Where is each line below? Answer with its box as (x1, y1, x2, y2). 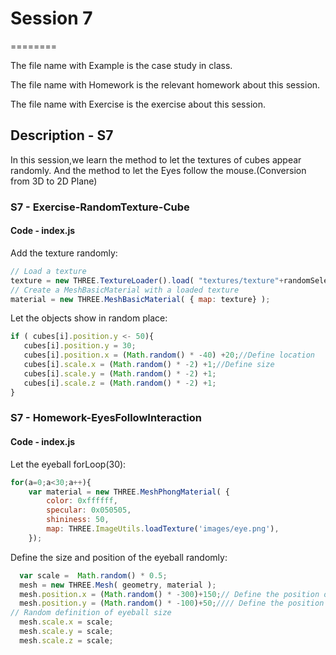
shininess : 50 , (46, 515, 110, 525)
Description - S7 (10, 127, 114, 144)
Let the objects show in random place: (10, 312, 168, 324)
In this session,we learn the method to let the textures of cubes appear (10, 153, 302, 166)
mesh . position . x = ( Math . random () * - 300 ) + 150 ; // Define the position (19, 589, 320, 599)
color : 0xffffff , (46, 496, 118, 506)
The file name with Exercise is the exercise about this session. (10, 98, 266, 110)
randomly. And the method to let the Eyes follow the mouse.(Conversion (10, 164, 307, 176)
